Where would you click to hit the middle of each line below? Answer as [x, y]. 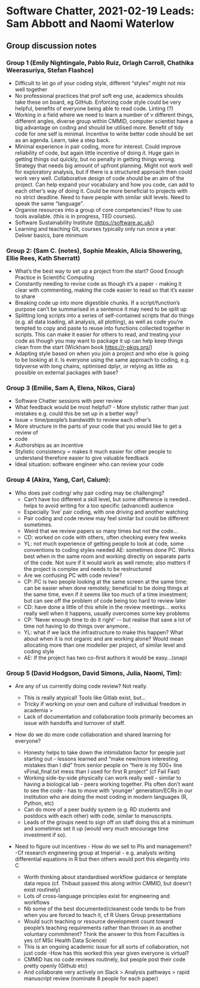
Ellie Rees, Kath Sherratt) [43, 258]
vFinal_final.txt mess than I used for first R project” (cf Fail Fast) [102, 771]
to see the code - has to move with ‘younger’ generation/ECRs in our [108, 791]
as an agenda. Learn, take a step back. [62, 140]
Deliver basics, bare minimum [51, 235]
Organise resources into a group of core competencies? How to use [98, 209]
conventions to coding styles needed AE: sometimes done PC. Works [109, 549]
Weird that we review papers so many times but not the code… [101, 531]
